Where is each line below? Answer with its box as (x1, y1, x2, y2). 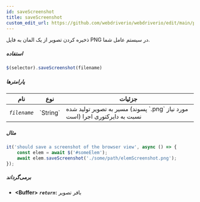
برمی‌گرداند (6, 174, 32, 181)
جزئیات (119, 95, 138, 103)
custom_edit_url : (6, 20, 49, 26)
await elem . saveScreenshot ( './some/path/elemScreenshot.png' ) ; (17, 155, 177, 161)
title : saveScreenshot (6, 14, 62, 20)
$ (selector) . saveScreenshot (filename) (6, 65, 102, 71)
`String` (39, 109, 61, 117)
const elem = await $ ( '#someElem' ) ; (17, 150, 108, 156)
